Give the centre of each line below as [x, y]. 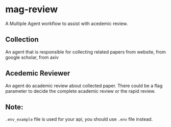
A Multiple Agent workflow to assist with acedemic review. [67, 23]
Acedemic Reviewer [38, 73]
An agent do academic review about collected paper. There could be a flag [84, 86]
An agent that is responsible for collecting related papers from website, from [86, 52]
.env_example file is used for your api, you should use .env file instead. [79, 119]
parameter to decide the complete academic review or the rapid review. [80, 91]
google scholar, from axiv [32, 57]
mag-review [31, 9]
